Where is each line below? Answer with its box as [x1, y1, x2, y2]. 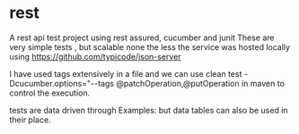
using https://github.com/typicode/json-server [9, 51, 181, 62]
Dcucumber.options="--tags [9, 78, 115, 88]
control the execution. [9, 88, 91, 98]
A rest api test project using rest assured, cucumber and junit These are [9, 32, 275, 43]
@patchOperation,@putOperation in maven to [116, 78, 286, 88]
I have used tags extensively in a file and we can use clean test [9, 68, 242, 79]
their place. [9, 114, 51, 125]
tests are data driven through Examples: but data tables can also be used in [9, 105, 289, 115]
